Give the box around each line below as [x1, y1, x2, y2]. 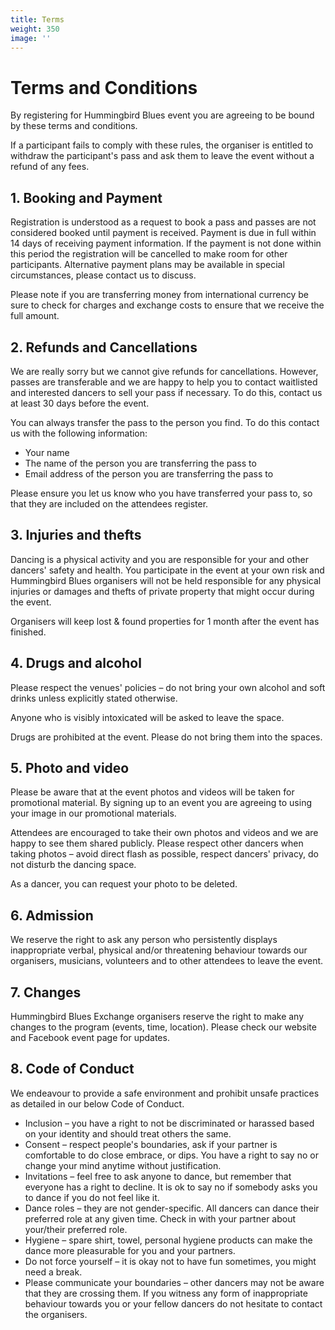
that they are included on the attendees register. [10, 497, 209, 510]
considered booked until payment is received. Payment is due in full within [10, 227, 317, 239]
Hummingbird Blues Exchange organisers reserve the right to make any [10, 1011, 305, 1022]
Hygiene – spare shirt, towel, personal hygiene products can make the [24, 1234, 313, 1246]
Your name [24, 446, 70, 458]
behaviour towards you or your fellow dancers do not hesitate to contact [24, 1297, 323, 1310]
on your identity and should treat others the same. [24, 1127, 232, 1140]
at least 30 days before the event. [10, 397, 150, 409]
